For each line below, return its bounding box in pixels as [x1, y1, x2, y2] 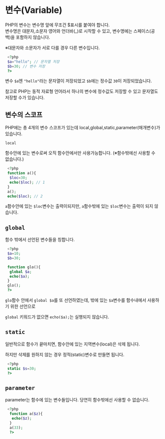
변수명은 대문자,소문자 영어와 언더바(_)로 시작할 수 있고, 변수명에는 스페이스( [5, 28, 151, 34]
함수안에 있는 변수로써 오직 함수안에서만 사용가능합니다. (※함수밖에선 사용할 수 [5, 150, 156, 156]
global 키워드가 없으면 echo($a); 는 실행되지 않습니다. [5, 314, 109, 320]
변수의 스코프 [5, 110, 43, 119]
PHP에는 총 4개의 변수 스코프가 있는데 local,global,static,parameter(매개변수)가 [5, 125, 161, 131]
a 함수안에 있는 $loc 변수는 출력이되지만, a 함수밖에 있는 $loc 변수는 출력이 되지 [5, 203, 154, 209]
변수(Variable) [5, 4, 63, 16]
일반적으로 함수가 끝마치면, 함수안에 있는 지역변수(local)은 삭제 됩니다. [5, 341, 140, 347]
